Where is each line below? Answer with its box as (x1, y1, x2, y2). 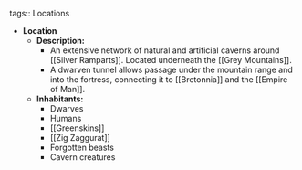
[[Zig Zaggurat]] (49, 133, 111, 143)
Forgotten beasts (49, 142, 114, 153)
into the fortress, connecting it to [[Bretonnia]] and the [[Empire (49, 74, 288, 85)
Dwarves (49, 103, 84, 113)
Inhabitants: (36, 93, 84, 104)
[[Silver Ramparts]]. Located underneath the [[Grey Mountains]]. (49, 55, 292, 65)
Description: (36, 36, 85, 46)
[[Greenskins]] (49, 122, 105, 133)
